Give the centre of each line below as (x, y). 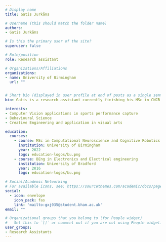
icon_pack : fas (30, 200)
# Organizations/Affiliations (36, 68)
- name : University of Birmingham (41, 78)
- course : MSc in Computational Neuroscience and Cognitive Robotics (87, 141)
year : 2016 (29, 168)
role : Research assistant (32, 59)
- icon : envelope (27, 196)
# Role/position (22, 55)
